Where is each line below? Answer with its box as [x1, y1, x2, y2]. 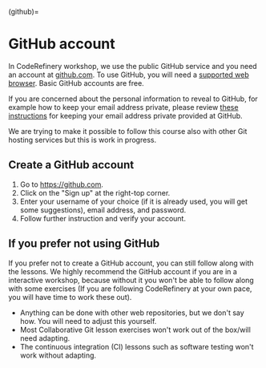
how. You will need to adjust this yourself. [19, 316, 157, 326]
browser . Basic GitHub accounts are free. [8, 78, 144, 87]
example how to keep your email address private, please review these [8, 102, 239, 111]
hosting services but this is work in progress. [8, 135, 157, 144]
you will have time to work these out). [8, 292, 132, 301]
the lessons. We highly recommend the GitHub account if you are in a [8, 266, 238, 276]
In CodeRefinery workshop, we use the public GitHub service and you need [8, 61, 258, 71]
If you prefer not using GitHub [8, 237, 160, 251]
